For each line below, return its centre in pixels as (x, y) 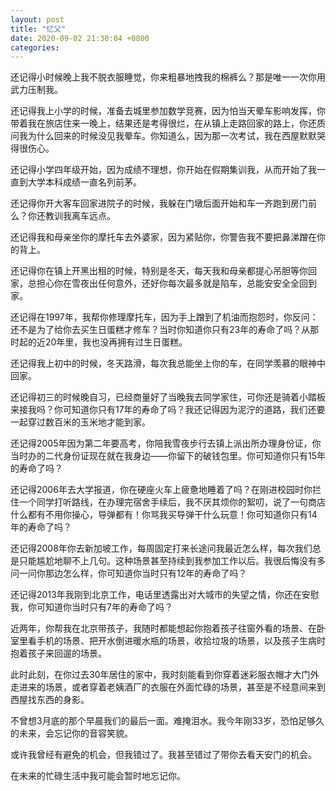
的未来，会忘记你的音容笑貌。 (71, 733)
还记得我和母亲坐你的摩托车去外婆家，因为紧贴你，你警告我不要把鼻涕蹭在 (163, 237)
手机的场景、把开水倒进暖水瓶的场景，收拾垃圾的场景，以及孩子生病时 (181, 641)
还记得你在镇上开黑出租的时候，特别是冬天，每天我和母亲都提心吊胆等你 (159, 271)
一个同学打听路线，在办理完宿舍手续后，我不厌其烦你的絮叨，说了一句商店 (172, 502)
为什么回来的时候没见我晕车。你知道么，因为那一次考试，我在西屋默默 (172, 136)
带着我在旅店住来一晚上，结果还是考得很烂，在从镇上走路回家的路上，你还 (163, 123)
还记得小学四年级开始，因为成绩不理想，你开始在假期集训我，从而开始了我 (163, 170)
